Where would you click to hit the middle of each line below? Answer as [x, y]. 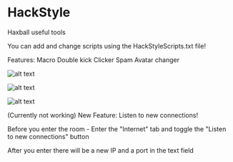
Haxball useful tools [36, 32]
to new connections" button [48, 136]
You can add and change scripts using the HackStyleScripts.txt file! [106, 46]
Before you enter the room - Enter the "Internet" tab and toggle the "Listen [117, 128]
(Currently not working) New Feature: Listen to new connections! [103, 115]
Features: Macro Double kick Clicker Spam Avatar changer [94, 60]
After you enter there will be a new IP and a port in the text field [101, 150]
